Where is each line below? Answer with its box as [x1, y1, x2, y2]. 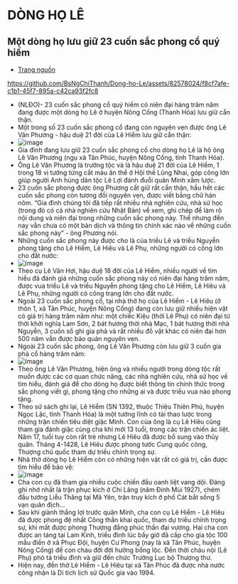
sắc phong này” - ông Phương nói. [17, 229, 119, 237]
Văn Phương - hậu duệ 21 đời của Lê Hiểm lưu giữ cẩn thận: [17, 131, 192, 139]
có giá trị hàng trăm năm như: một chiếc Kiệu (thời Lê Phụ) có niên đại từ [17, 312, 231, 320]
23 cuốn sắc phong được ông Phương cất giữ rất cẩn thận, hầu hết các [17, 183, 225, 192]
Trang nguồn [17, 65, 55, 74]
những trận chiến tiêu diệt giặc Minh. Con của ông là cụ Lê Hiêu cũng [17, 418, 221, 426]
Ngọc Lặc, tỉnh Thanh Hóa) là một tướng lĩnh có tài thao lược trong [17, 410, 212, 418]
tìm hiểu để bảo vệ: [17, 463, 75, 471]
